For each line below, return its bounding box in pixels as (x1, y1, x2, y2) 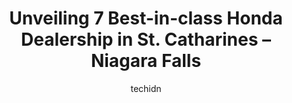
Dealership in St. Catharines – (21, 28, 271, 51)
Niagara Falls (90, 50, 202, 72)
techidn (130, 82, 162, 94)
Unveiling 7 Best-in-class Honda (9, 7, 283, 30)
